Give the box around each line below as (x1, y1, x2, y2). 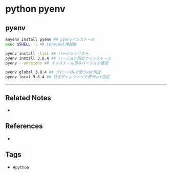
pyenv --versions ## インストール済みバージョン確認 (5, 60, 109, 65)
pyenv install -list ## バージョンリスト (5, 51, 89, 56)
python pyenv (5, 3, 66, 15)
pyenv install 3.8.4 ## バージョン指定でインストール (5, 56, 112, 61)
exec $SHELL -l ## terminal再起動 (5, 41, 77, 47)
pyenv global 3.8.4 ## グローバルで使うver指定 (5, 70, 101, 75)
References (5, 122, 43, 130)
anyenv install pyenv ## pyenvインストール (5, 37, 95, 42)
